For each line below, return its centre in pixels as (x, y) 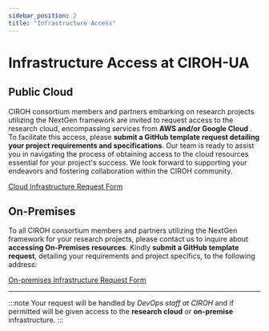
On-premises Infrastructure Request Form (77, 280)
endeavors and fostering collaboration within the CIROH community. (120, 171)
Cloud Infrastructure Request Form (66, 186)
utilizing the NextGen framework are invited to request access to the (121, 120)
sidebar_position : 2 (43, 16)
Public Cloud (41, 92)
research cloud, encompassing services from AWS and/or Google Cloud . (130, 128)
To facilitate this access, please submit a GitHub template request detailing (134, 137)
